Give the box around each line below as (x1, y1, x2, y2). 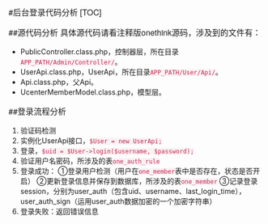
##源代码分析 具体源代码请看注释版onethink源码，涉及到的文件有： (8, 26, 262, 39)
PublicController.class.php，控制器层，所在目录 (19, 47, 180, 57)
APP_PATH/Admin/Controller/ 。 (19, 57, 122, 66)
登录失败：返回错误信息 (19, 207, 99, 216)
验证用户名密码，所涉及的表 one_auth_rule (19, 156, 160, 166)
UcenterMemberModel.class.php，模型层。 (19, 87, 166, 97)
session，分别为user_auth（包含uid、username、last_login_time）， (19, 187, 246, 196)
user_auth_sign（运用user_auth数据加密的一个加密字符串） (19, 197, 217, 206)
